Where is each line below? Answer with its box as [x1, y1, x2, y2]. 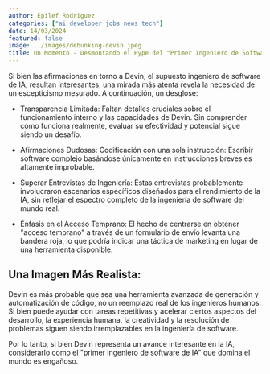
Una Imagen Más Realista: [8, 268, 141, 282]
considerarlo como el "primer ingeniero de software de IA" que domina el [8, 347, 251, 357]
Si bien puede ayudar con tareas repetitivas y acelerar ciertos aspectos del [8, 306, 257, 316]
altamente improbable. [19, 162, 95, 171]
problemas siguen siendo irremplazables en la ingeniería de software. [8, 323, 239, 333]
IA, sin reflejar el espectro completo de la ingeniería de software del [19, 195, 245, 204]
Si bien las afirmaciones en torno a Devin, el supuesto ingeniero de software [8, 72, 261, 80]
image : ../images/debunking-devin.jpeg [8, 42, 142, 50]
